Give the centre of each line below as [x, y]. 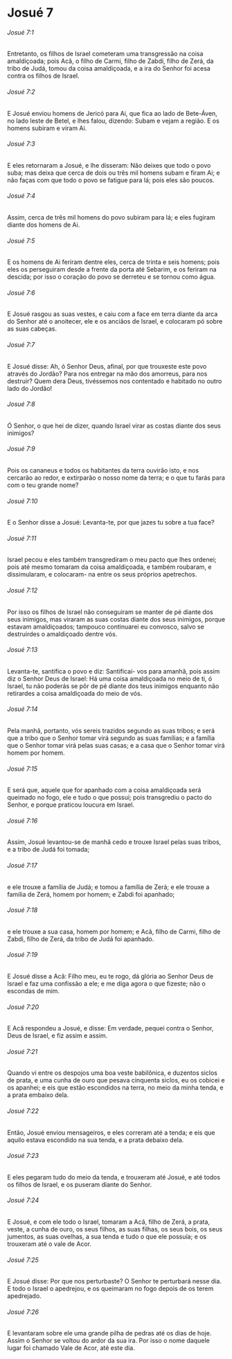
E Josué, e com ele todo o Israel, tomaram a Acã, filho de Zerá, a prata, [108, 1222]
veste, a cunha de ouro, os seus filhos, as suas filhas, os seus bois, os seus [115, 1229]
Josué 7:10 [23, 501]
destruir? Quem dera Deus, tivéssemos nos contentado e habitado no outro [115, 381]
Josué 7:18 [23, 910]
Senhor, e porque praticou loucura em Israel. [71, 805]
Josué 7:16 [23, 821]
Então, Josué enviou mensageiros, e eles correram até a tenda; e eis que [111, 1132]
